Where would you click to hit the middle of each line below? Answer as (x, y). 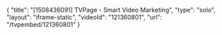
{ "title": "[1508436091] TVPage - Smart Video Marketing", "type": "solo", (111, 10)
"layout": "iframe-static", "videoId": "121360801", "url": (84, 17)
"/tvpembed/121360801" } (43, 24)
